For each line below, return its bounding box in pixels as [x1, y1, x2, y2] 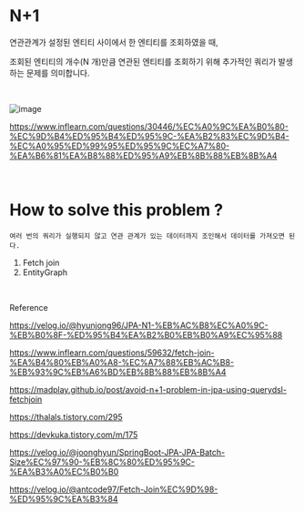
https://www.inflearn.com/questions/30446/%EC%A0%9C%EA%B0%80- [9, 120, 289, 132]
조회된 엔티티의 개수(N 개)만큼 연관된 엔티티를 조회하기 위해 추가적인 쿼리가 [9, 56, 277, 67]
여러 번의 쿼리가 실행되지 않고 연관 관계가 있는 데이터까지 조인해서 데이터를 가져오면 [9, 231, 285, 241]
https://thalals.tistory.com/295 [9, 411, 123, 422]
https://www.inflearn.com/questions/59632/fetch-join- [9, 347, 216, 358]
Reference [9, 302, 48, 313]
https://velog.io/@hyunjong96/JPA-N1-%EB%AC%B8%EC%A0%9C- [9, 320, 269, 331]
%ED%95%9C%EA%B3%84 [9, 493, 118, 504]
